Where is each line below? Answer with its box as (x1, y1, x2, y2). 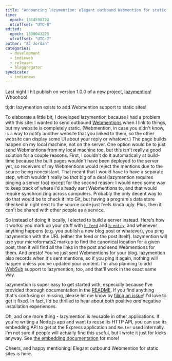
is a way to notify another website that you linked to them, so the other (5, 130, 155, 136)
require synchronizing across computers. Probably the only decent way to (5, 190, 162, 196)
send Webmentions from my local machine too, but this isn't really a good (5, 147, 161, 153)
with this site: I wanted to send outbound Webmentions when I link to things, (5, 119, 167, 125)
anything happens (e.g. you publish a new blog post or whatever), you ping (5, 227, 164, 234)
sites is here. (5, 350, 32, 356)
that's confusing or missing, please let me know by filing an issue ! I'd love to (5, 292, 167, 298)
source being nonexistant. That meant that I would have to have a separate (5, 168, 163, 175)
